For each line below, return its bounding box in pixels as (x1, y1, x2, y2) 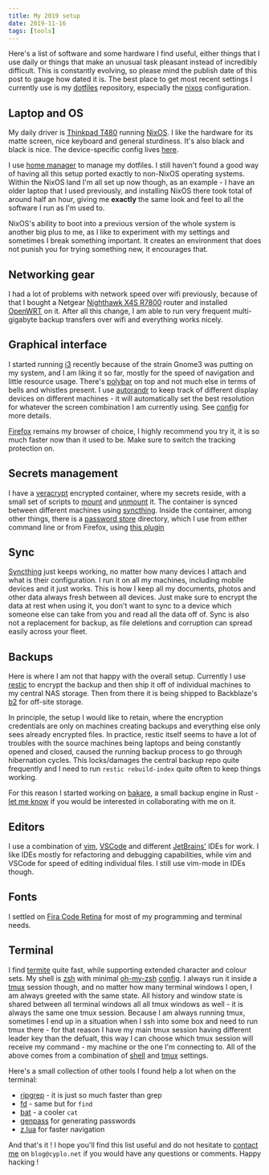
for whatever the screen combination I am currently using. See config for (8, 402, 249, 411)
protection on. (8, 443, 55, 453)
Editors (8, 820, 46, 834)
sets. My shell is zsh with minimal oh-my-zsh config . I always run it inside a (8, 973, 257, 983)
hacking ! (8, 1156, 39, 1167)
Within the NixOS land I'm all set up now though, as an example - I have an (8, 178, 255, 188)
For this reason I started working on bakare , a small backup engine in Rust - (8, 788, 259, 798)
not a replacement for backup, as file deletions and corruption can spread (8, 618, 253, 628)
